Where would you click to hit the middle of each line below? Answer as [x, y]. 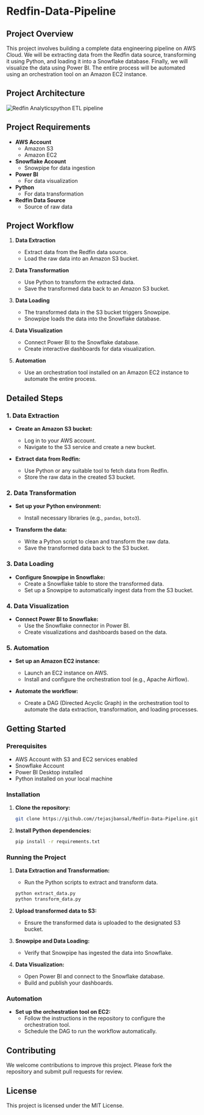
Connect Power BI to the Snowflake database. [82, 342]
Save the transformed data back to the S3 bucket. [87, 548]
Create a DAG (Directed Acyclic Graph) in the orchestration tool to [107, 703]
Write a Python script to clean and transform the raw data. [97, 542]
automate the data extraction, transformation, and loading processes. [111, 710]
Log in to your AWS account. [60, 441]
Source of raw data [48, 207]
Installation [23, 795]
